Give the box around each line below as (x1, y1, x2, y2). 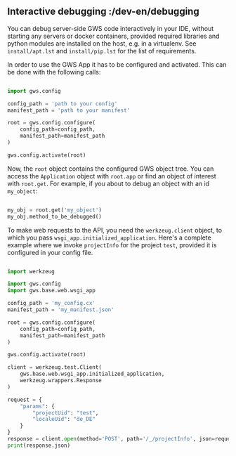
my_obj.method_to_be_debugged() (7, 213, 102, 220)
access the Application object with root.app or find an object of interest (7, 171, 216, 180)
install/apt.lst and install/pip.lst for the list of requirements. (7, 46, 197, 55)
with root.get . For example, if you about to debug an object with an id (7, 179, 209, 188)
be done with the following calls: (7, 67, 101, 76)
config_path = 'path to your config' (7, 100, 118, 108)
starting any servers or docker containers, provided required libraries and (7, 32, 220, 40)
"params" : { (20, 403, 55, 410)
